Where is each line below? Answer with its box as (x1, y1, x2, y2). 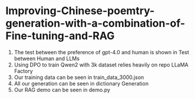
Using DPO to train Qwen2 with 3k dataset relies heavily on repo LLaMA (14, 61, 189, 68)
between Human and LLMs (14, 55, 80, 62)
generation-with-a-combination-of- (5, 16, 186, 30)
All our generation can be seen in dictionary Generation (14, 80, 148, 87)
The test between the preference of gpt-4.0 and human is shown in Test (14, 48, 190, 55)
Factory (14, 67, 33, 74)
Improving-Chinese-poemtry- (5, 4, 155, 18)
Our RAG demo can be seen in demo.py (14, 86, 110, 93)
